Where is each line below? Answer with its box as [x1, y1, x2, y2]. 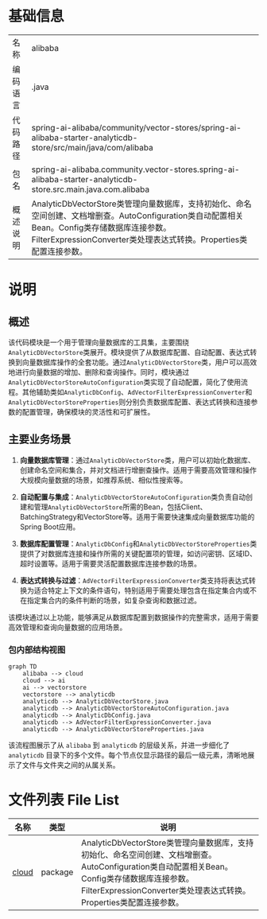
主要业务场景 [8, 433, 72, 446]
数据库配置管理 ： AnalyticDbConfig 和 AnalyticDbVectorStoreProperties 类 [19, 539, 257, 548]
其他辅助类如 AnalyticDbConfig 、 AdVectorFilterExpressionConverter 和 [21, 387, 253, 396]
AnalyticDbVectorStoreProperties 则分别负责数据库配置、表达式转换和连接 [8, 397, 251, 407]
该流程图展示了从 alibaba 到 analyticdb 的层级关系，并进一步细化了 [8, 741, 230, 750]
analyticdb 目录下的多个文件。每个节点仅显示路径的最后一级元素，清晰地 [8, 750, 248, 760]
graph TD [8, 663, 37, 671]
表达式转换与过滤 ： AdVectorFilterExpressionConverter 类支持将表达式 [19, 575, 250, 585]
